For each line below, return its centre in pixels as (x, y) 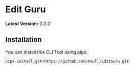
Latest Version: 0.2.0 (28, 24)
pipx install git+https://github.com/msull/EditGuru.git (67, 61)
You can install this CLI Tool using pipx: (47, 52)
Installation (24, 40)
